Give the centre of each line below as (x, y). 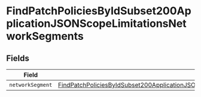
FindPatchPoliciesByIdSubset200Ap (99, 11)
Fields (18, 58)
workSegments (45, 36)
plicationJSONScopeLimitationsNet (96, 24)
